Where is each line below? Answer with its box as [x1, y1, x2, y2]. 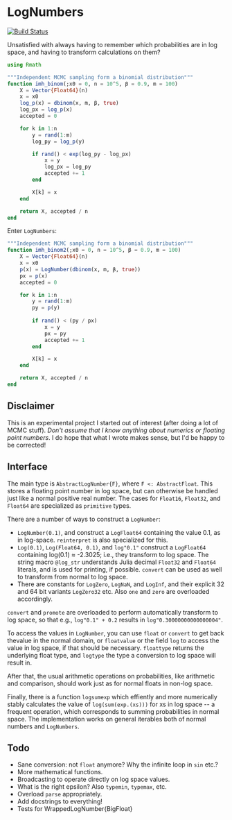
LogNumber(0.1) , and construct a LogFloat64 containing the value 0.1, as [17, 528, 221, 536]
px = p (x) [19, 272, 48, 280]
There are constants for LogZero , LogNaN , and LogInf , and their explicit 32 [17, 580, 225, 588]
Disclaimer [7, 400, 55, 412]
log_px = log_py [44, 164, 91, 171]
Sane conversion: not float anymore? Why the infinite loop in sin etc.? [17, 760, 218, 769]
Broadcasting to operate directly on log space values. [17, 775, 170, 784]
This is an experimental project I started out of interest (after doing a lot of [7, 418, 219, 427]
